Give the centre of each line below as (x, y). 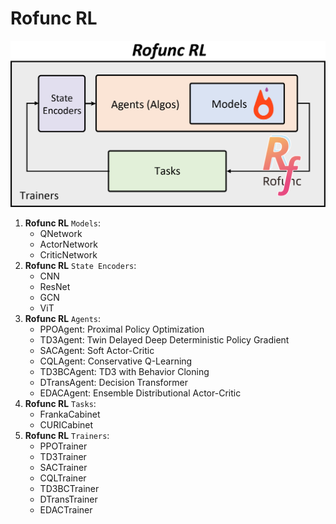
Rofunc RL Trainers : (67, 436)
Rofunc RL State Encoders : (80, 266)
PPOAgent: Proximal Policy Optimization (122, 329)
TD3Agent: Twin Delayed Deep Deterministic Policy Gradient (164, 340)
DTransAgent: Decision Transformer (113, 383)
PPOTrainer (63, 446)
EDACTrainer (66, 510)
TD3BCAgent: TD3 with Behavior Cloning (124, 372)
